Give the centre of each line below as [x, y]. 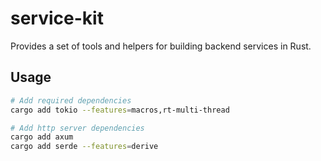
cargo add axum [42, 137]
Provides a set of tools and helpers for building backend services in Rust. [161, 46]
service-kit [57, 18]
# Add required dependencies [71, 100]
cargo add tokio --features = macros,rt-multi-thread [120, 110]
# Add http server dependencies [77, 128]
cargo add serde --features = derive [84, 147]
